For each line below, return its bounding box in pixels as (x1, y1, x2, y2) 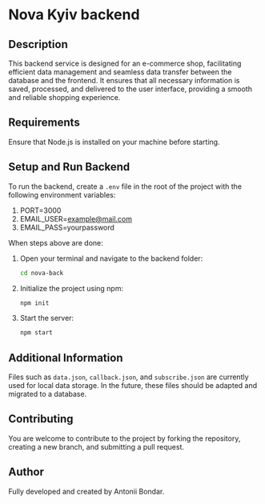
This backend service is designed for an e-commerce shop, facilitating (8, 58, 242, 68)
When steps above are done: (8, 238, 104, 247)
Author (8, 466, 44, 479)
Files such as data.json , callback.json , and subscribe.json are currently (8, 372, 250, 382)
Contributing (8, 412, 74, 426)
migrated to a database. (8, 390, 87, 399)
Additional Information (8, 350, 123, 365)
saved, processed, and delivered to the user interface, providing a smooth (8, 84, 252, 94)
